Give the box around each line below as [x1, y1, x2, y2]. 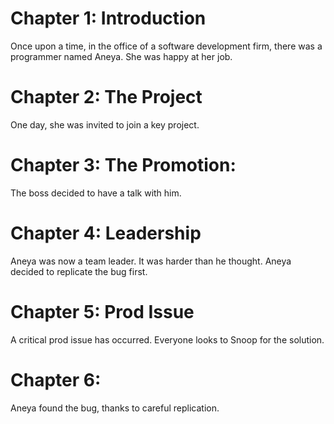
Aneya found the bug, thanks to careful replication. [10, 402, 220, 414]
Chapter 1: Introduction [10, 7, 207, 30]
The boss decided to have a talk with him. [10, 187, 182, 199]
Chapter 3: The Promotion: [10, 154, 237, 177]
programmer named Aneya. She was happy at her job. [10, 50, 233, 62]
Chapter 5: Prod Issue [10, 300, 195, 323]
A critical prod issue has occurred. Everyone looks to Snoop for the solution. [10, 333, 325, 346]
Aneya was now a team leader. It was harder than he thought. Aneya [10, 255, 292, 267]
